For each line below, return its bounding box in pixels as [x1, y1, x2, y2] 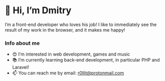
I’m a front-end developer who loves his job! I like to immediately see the [5, 21, 157, 28]
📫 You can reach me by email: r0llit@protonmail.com [12, 70, 124, 76]
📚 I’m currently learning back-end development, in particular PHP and [12, 57, 160, 63]
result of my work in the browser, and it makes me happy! [5, 26, 125, 33]
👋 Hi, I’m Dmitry [5, 5, 72, 16]
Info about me [5, 39, 40, 46]
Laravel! [12, 64, 29, 70]
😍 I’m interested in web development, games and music [12, 51, 130, 58]
